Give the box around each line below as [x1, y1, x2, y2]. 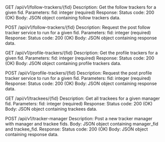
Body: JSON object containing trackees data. [5, 106, 97, 112]
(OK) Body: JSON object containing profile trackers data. [5, 61, 122, 66]
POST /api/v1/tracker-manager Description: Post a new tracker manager [5, 116, 153, 121]
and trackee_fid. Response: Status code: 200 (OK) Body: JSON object [5, 126, 148, 132]
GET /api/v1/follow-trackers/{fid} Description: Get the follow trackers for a [5, 4, 157, 10]
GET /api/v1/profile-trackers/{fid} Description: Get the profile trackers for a [5, 50, 158, 56]
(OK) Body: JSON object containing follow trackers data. [5, 15, 121, 20]
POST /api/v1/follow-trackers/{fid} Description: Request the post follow [5, 24, 151, 30]
